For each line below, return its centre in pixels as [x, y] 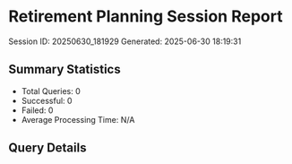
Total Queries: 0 [51, 91]
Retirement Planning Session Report [146, 17]
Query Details [47, 148]
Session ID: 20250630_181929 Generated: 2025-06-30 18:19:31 [125, 41]
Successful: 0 [47, 100]
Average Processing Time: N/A [78, 119]
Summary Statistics [65, 69]
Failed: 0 [37, 110]
